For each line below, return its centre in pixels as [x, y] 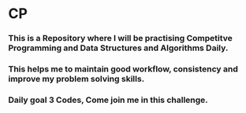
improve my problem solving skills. [76, 79]
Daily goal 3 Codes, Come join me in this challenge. [108, 100]
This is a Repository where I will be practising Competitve [120, 38]
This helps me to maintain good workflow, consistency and [123, 69]
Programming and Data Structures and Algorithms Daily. [118, 48]
